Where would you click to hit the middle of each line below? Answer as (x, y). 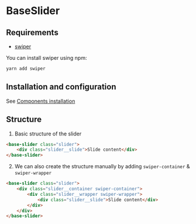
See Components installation (41, 101)
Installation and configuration (61, 87)
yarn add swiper (26, 69)
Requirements (32, 33)
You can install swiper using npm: (47, 58)
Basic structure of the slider (48, 134)
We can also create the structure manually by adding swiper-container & (102, 167)
